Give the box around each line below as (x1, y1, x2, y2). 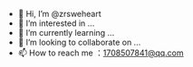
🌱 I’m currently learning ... (17, 28, 115, 38)
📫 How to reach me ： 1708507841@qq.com (17, 47, 184, 58)
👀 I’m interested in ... (17, 18, 95, 29)
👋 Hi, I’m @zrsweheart (17, 9, 101, 19)
